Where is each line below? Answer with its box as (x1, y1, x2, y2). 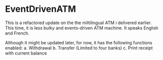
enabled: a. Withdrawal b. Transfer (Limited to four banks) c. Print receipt (5, 45, 153, 51)
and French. (5, 30, 29, 36)
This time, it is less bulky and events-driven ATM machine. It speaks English (5, 25, 159, 30)
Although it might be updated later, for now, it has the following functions (5, 39, 152, 45)
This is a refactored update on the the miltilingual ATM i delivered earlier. (5, 20, 152, 26)
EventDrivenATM (5, 3, 76, 15)
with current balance (5, 50, 47, 56)
